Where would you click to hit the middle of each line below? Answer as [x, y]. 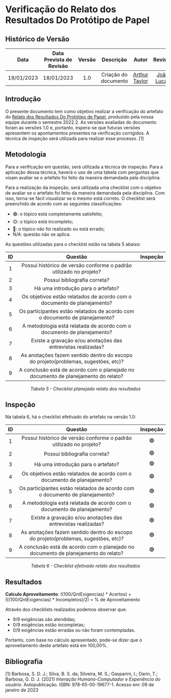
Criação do [115, 75]
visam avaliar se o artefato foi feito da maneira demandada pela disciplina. [83, 177]
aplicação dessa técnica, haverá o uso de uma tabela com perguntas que [82, 172]
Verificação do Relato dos [61, 9]
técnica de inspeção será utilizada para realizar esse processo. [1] [75, 138]
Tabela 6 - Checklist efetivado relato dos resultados [85, 566]
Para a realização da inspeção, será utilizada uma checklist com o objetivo [83, 187]
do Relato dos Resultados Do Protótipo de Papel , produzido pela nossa [79, 117]
